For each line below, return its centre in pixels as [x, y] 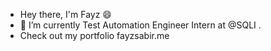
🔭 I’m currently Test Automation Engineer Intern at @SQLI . [140, 25]
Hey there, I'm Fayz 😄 [65, 14]
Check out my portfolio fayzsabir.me [94, 35]
